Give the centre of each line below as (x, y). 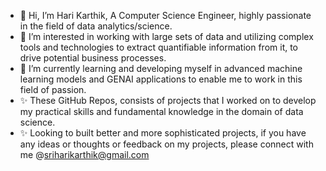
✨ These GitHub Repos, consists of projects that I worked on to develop (168, 100)
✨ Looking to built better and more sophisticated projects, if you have (163, 133)
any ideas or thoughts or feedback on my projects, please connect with (166, 144)
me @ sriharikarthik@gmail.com (84, 154)
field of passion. (53, 89)
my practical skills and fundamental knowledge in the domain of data (161, 111)
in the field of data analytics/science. (96, 26)
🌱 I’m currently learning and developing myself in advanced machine (161, 68)
